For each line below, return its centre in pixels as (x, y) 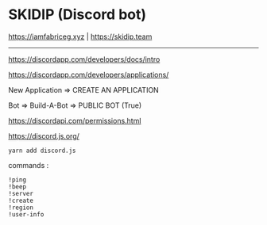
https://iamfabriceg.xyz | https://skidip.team (80, 36)
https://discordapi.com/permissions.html (75, 120)
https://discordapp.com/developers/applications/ (89, 74)
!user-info (26, 214)
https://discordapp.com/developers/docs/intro (84, 59)
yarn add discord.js (43, 151)
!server (21, 193)
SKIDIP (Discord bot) (77, 15)
